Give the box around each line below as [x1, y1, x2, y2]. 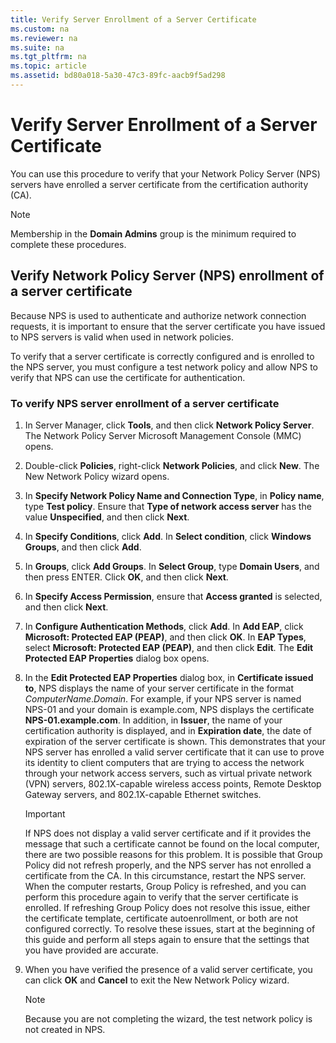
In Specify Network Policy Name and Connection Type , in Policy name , [24, 489, 325, 501]
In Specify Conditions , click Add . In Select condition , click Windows [24, 530, 312, 542]
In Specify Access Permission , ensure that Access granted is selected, [24, 590, 323, 602]
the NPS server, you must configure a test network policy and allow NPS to [10, 361, 319, 373]
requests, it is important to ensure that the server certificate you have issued [10, 320, 326, 332]
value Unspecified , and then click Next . [24, 511, 190, 523]
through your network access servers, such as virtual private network [24, 767, 313, 779]
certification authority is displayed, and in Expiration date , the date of [24, 724, 312, 736]
